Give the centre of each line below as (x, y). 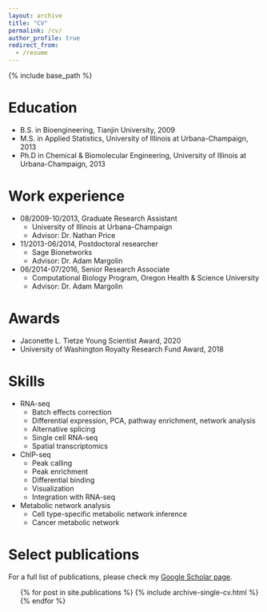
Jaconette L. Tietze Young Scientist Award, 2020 (100, 340)
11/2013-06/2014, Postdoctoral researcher (89, 244)
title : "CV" (28, 23)
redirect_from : (34, 46)
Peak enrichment (60, 471)
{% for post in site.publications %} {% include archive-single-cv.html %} (139, 592)
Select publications (74, 554)
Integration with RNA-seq (74, 497)
